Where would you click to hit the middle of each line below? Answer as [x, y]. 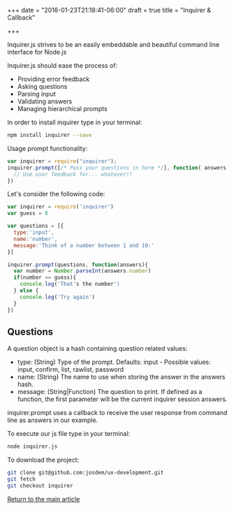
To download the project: [43, 460]
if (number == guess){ [45, 278]
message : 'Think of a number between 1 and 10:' [84, 245]
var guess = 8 [28, 213]
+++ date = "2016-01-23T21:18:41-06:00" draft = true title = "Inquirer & [109, 10]
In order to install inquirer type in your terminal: [75, 122]
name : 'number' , [36, 239]
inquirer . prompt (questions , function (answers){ [78, 265]
